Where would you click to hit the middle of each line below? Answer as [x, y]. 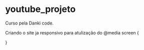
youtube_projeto [41, 9]
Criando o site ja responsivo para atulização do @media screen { [72, 32]
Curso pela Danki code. [29, 23]
